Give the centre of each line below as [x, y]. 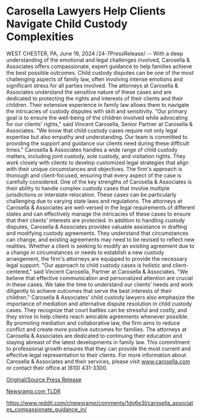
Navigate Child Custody [67, 24]
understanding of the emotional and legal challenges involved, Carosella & [98, 60]
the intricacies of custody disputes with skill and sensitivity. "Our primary [97, 111]
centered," [19, 271]
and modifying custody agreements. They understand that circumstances [97, 233]
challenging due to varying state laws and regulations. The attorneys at [94, 201]
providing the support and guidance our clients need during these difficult [98, 143]
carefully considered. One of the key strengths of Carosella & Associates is [99, 182]
